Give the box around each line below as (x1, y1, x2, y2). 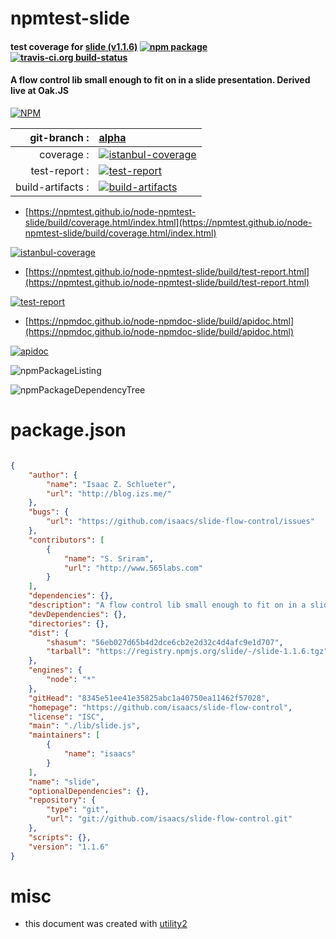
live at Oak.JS (10, 85, 70, 97)
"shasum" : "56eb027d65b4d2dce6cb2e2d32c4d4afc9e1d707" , (46, 637, 284, 647)
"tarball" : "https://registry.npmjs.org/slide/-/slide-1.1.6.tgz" (46, 647, 329, 657)
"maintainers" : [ (28, 730, 101, 741)
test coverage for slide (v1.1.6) (10, 40, 138, 52)
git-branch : (29, 130, 90, 144)
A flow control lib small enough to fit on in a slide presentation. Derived (10, 74, 311, 86)
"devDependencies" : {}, (28, 609, 128, 619)
